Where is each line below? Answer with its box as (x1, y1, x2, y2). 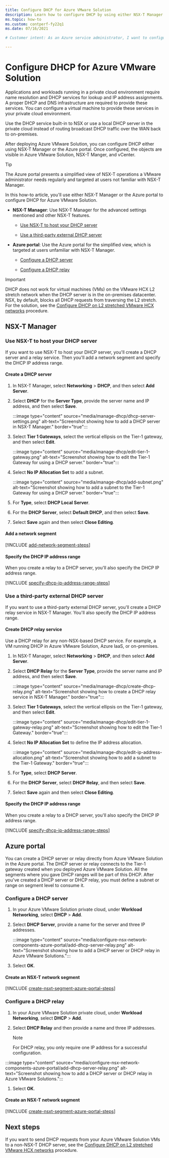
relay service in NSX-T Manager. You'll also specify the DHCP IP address (5, 609, 156, 615)
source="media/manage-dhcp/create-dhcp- (63, 683, 156, 689)
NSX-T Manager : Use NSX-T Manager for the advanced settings (12, 207, 147, 213)
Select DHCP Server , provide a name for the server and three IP (12, 921, 145, 928)
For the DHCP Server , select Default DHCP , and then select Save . (12, 509, 150, 515)
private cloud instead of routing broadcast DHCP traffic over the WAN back (5, 125, 161, 131)
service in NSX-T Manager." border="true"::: (12, 694, 105, 700)
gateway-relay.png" (12, 724, 54, 730)
